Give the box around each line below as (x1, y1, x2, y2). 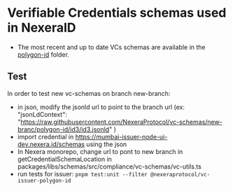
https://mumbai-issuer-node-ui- (75, 132, 168, 141)
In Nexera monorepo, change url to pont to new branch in (17, 147, 183, 155)
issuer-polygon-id (17, 177, 71, 184)
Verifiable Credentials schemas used (7, 5, 227, 21)
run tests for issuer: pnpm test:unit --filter (17, 169, 148, 178)
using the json (86, 140, 127, 148)
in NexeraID (7, 20, 76, 36)
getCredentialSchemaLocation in (17, 155, 112, 163)
